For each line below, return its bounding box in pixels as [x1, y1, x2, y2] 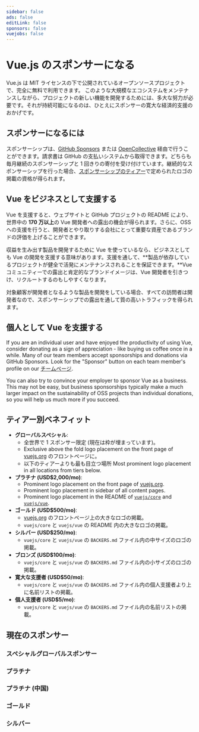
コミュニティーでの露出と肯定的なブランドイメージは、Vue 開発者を [6, 268, 173, 275]
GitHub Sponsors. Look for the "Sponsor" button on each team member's [6, 358, 186, 365]
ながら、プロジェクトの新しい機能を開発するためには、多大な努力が [21, 94, 188, 101]
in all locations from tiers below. [23, 467, 102, 474]
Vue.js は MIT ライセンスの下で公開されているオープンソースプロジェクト [6, 79, 185, 86]
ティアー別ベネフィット [6, 414, 91, 424]
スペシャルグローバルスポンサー [6, 649, 97, 657]
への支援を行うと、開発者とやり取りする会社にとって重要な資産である [6, 226, 178, 233]
